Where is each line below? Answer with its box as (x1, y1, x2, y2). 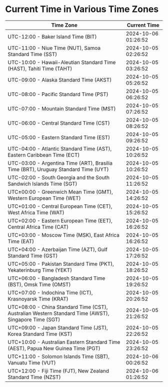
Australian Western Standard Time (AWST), (7, 309, 109, 316)
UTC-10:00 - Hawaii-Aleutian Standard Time (7, 59, 116, 66)
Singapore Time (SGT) (7, 316, 60, 323)
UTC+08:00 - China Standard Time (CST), (7, 303, 108, 310)
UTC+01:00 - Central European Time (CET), (7, 203, 112, 210)
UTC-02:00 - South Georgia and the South (7, 174, 110, 181)
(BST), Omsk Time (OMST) (7, 281, 71, 288)
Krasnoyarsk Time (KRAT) (7, 295, 68, 302)
